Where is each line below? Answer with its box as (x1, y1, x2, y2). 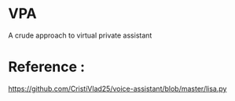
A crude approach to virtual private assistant (8, 31, 152, 40)
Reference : (8, 58, 85, 76)
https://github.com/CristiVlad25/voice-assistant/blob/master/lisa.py (8, 84, 227, 93)
